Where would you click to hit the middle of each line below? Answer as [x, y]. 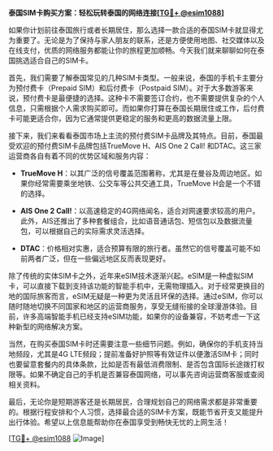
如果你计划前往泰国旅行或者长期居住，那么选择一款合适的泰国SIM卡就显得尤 [136, 30]
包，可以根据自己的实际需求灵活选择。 [84, 231]
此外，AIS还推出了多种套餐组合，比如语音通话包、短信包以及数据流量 [136, 221]
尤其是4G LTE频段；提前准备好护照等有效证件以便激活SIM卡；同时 [147, 354]
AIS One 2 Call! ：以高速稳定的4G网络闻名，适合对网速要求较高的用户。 [140, 211]
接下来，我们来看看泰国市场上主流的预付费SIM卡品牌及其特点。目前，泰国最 [136, 136]
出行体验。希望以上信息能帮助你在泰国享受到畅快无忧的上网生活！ [119, 422]
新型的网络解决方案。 [51, 327]
